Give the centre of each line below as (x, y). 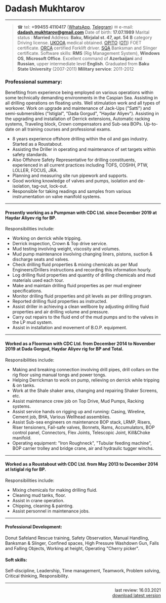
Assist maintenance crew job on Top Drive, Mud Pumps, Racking (78, 401)
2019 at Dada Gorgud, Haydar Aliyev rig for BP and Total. (64, 349)
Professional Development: (34, 527)
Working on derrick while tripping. (47, 238)
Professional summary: (34, 82)
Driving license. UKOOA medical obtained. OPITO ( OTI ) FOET (79, 43)
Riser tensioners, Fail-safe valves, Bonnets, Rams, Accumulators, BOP (83, 427)
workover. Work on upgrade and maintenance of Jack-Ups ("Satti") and (78, 108)
